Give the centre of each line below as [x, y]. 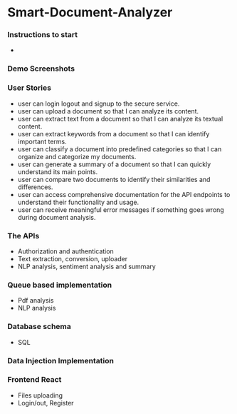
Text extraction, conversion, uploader [73, 259]
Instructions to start [43, 35]
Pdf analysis [36, 301]
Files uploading [40, 395]
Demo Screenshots [41, 69]
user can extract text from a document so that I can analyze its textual [120, 118]
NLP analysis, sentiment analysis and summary [87, 266]
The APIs [23, 236]
